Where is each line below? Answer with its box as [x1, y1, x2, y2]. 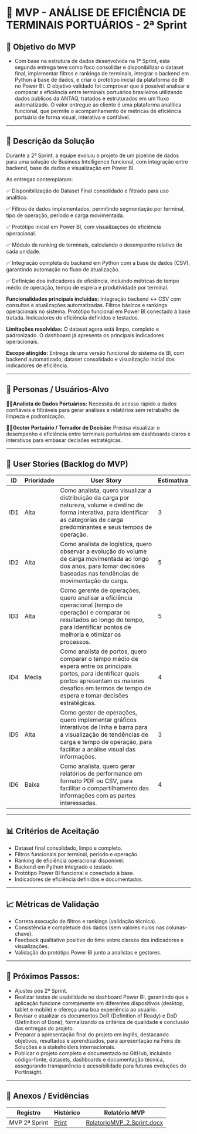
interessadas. [60, 799, 97, 807]
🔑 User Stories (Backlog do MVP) [6, 459, 128, 469]
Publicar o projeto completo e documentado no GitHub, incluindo [14, 1049, 172, 1056]
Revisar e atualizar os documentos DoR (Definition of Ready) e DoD [14, 1012, 178, 1019]
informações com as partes [60, 792, 136, 800]
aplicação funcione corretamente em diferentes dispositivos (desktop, [14, 999, 185, 1006]
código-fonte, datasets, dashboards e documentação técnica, [14, 1056, 165, 1063]
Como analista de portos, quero [60, 647, 147, 656]
